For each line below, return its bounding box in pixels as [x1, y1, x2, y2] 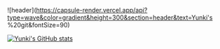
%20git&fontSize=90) [7, 21, 70, 29]
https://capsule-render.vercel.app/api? [36, 6, 148, 14]
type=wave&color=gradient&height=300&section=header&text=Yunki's [7, 13, 213, 22]
